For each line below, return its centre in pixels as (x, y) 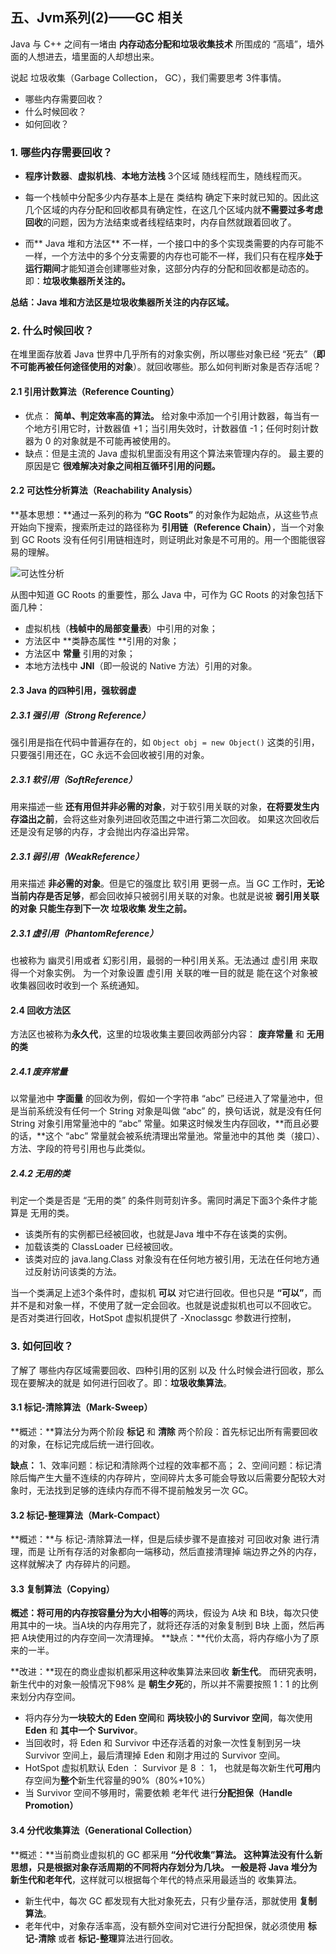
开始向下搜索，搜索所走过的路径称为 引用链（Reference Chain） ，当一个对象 (167, 527)
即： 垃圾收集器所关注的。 (77, 281)
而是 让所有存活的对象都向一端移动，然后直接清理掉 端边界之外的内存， (174, 1552)
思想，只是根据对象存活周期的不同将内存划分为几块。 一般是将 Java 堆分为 (164, 1867)
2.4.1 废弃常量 (39, 1072)
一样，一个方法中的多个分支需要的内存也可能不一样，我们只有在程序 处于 (173, 256)
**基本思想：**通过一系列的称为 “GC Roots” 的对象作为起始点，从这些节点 (164, 514)
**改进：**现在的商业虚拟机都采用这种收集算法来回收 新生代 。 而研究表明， (166, 1672)
